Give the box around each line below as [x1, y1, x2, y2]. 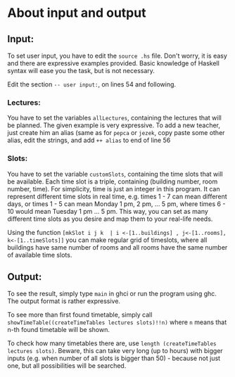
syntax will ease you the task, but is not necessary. [7, 67, 155, 75]
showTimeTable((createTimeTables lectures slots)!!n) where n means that [7, 318, 227, 326]
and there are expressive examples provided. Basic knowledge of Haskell [7, 59, 220, 68]
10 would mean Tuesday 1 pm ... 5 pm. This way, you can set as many [7, 207, 209, 215]
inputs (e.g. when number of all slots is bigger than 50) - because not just [7, 354, 220, 363]
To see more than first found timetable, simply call [7, 311, 153, 319]
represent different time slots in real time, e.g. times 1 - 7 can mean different [7, 192, 227, 200]
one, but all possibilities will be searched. [7, 362, 127, 370]
